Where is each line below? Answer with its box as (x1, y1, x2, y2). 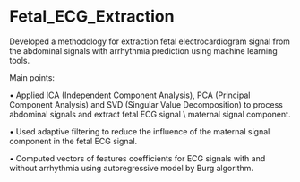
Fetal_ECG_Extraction (9, 6, 175, 27)
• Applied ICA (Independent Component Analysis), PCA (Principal (9, 90, 251, 100)
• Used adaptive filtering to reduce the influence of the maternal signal (9, 126, 270, 136)
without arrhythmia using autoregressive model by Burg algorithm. (9, 162, 253, 173)
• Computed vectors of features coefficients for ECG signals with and (9, 152, 266, 163)
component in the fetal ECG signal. (9, 135, 138, 146)
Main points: (9, 72, 56, 82)
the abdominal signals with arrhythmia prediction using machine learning (9, 45, 278, 56)
